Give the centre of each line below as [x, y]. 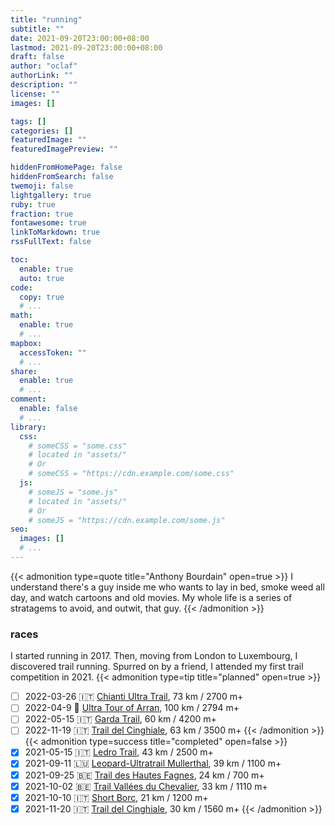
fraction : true [42, 214]
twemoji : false [42, 186]
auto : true [42, 278]
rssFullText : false [51, 242]
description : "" [44, 85]
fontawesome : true [48, 223]
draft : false [37, 57]
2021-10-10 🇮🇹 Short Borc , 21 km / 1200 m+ [116, 797]
